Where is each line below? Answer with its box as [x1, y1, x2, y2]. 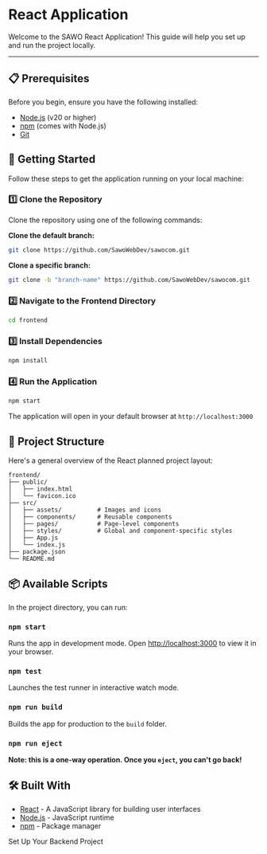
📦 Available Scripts [8, 578, 108, 591]
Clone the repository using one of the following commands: [8, 215, 203, 225]
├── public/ [8, 478, 48, 486]
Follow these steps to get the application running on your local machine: [8, 174, 244, 183]
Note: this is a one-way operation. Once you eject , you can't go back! [8, 754, 242, 764]
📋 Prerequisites [8, 72, 90, 85]
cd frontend [8, 316, 48, 324]
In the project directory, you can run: [8, 602, 128, 612]
